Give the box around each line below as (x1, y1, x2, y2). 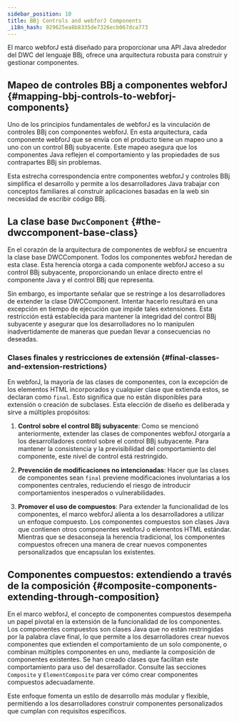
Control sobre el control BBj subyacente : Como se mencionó (17, 422, 199, 430)
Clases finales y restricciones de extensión (7, 352, 161, 362)
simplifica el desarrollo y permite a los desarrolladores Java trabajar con (7, 180, 220, 188)
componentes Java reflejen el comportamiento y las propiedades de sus (7, 150, 220, 159)
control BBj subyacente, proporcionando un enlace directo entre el (7, 268, 203, 277)
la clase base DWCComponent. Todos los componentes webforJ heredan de (7, 253, 233, 261)
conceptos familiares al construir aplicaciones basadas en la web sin (7, 187, 210, 196)
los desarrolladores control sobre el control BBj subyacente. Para (17, 437, 209, 445)
